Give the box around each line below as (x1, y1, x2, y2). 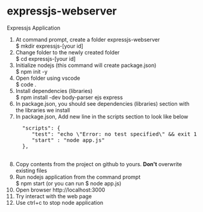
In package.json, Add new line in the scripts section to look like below (15, 113, 189, 120)
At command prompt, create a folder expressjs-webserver (15, 36, 160, 43)
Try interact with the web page (15, 192, 92, 200)
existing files (15, 167, 48, 174)
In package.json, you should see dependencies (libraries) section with (15, 100, 190, 107)
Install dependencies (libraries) (15, 87, 93, 94)
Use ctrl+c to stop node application (15, 199, 104, 206)
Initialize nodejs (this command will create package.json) (15, 62, 157, 69)
